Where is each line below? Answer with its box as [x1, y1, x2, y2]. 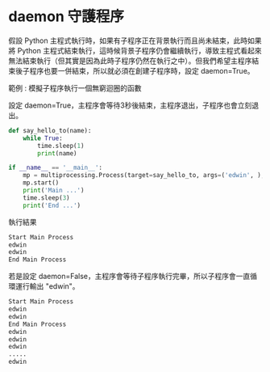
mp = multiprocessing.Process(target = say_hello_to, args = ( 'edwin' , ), [23, 171, 265, 180]
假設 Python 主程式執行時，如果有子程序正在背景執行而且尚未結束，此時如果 [8, 36, 262, 45]
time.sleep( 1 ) [37, 142, 85, 150]
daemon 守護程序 [8, 7, 125, 26]
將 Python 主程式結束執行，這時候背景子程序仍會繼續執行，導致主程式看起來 [8, 45, 262, 55]
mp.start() [23, 179, 60, 187]
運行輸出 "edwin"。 [15, 281, 80, 291]
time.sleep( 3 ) [23, 193, 70, 202]
